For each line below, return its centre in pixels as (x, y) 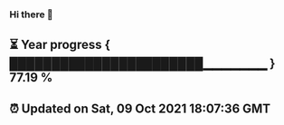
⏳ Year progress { (60, 45)
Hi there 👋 (32, 14)
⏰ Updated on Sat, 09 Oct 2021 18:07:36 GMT (140, 108)
